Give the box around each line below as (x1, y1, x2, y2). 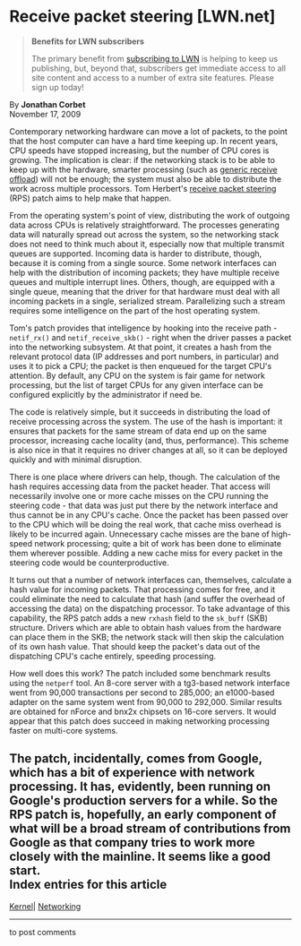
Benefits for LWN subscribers (30, 36, 145, 47)
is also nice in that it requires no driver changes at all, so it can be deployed (9, 444, 288, 455)
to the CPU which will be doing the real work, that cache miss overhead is (9, 519, 282, 529)
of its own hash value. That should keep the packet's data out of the (9, 641, 261, 651)
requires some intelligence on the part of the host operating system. (9, 305, 261, 315)
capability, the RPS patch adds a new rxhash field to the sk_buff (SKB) (9, 612, 269, 623)
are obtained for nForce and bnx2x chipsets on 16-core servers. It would (9, 706, 277, 717)
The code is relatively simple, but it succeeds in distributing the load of (9, 406, 271, 417)
